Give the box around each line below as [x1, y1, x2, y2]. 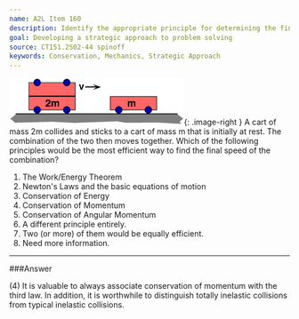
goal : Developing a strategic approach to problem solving [9, 33, 233, 42]
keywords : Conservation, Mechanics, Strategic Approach [9, 52, 221, 61]
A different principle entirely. [21, 219, 127, 230]
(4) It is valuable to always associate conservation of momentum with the [9, 281, 278, 291]
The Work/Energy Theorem [21, 171, 123, 182]
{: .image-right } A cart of [183, 116, 277, 128]
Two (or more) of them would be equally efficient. [21, 228, 205, 239]
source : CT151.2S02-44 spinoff [9, 43, 125, 52]
